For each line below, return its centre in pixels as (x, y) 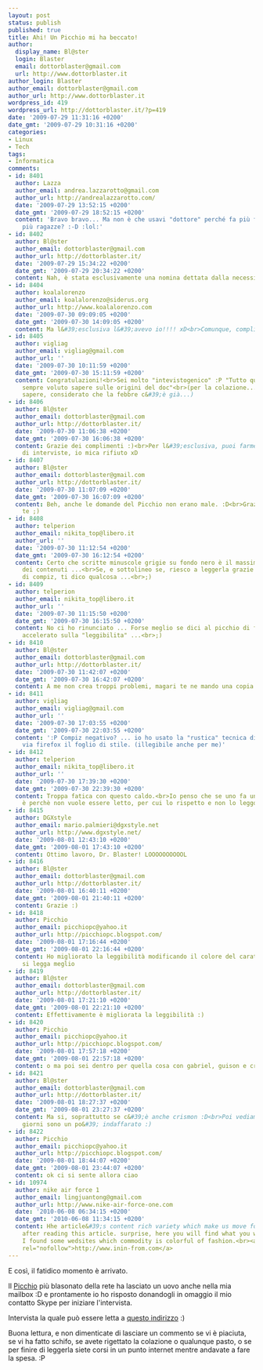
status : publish (34, 23)
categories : (27, 132)
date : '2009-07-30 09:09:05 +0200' (73, 315)
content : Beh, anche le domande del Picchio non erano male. (117, 504)
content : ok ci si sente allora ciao (77, 1175)
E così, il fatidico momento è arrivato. (68, 1270)
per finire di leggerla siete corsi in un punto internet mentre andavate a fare (129, 1350)
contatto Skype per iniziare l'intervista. (70, 1303)
